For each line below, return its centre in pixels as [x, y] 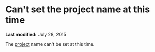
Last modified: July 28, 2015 [36, 34]
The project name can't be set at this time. [50, 44]
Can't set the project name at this [78, 9]
